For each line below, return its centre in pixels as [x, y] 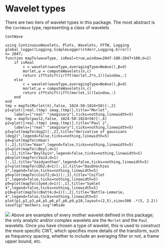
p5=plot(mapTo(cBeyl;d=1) [32, 149]
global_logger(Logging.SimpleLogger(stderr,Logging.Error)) [68, 49]
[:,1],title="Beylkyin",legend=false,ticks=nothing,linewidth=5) [74, 153]
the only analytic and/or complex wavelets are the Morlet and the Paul [77, 220]
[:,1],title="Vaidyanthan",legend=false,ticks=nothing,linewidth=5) [77, 162]
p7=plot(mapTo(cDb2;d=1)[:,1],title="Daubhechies [57, 166]
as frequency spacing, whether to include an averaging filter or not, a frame [82, 236]
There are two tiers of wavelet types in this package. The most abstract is [80, 22]
